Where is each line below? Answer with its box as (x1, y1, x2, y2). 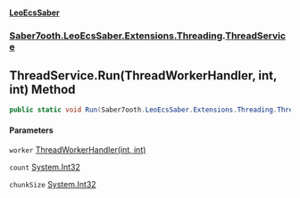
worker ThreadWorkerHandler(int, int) (9, 144, 146, 155)
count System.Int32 (9, 161, 80, 173)
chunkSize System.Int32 (9, 179, 96, 190)
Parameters (9, 125, 54, 136)
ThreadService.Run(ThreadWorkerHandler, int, (9, 68, 278, 83)
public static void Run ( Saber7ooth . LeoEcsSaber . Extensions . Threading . (9, 105, 278, 115)
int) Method (9, 81, 76, 97)
